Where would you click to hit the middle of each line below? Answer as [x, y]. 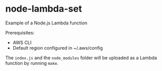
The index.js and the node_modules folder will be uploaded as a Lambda [81, 58]
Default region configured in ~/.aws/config [58, 48]
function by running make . [32, 63]
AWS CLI [22, 42]
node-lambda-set [44, 9]
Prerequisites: [20, 32]
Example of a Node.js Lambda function [46, 23]
